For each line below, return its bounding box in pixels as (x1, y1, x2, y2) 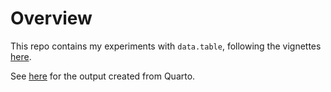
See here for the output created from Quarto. (10, 70, 196, 82)
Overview (10, 7, 93, 30)
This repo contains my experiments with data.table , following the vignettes (10, 40, 322, 52)
